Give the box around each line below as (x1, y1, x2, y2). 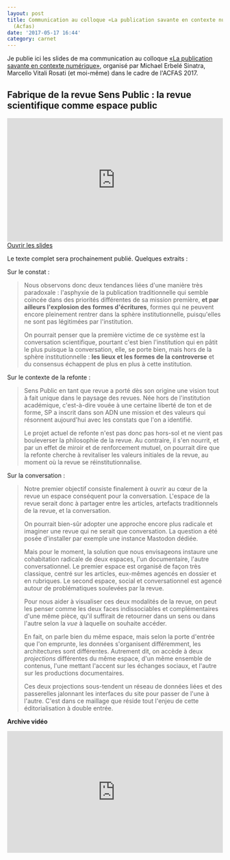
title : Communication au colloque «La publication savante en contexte (7, 16, 216, 23)
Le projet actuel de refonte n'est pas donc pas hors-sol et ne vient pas (23, 429, 223, 437)
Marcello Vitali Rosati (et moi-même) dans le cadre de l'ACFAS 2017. (7, 69, 199, 77)
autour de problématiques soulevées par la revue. (23, 584, 164, 592)
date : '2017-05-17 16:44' (7, 29, 81, 36)
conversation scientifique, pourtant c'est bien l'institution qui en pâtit (23, 337, 218, 346)
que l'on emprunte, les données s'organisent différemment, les (23, 639, 201, 648)
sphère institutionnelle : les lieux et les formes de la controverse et (23, 353, 214, 361)
